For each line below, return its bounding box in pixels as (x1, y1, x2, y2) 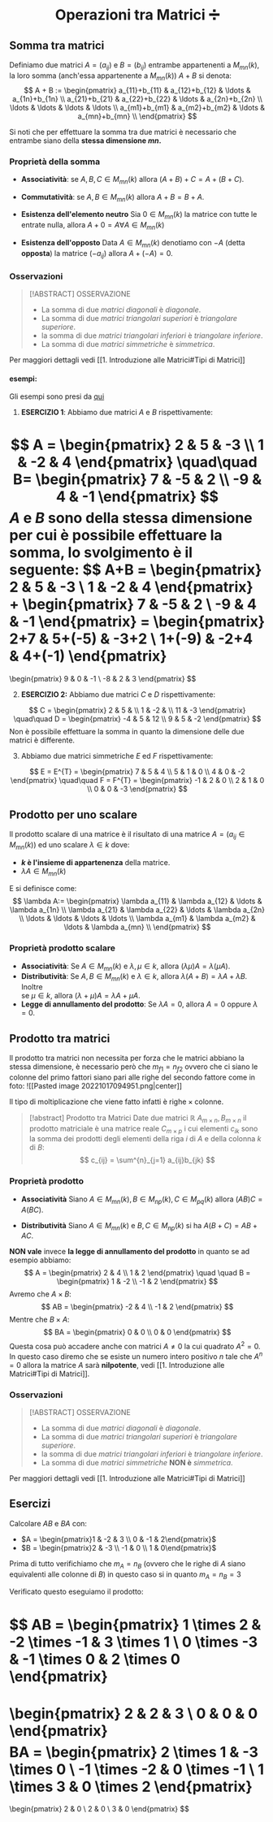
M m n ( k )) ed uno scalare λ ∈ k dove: (9, 839, 130, 851)
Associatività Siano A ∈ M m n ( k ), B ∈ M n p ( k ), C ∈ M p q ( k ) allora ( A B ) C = (20, 1194, 263, 1205)
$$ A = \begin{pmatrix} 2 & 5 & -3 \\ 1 (10, 436, 265, 454)
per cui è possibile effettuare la (9, 526, 223, 545)
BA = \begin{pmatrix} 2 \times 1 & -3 (9, 1742, 258, 1761)
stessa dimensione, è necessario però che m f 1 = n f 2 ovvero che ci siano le (9, 1062, 258, 1073)
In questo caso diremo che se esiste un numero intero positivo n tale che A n (9, 1350, 263, 1361)
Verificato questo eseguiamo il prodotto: (9, 1586, 144, 1597)
